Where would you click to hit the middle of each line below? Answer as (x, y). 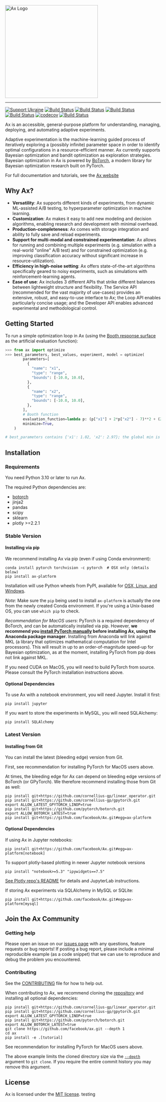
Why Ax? (19, 191)
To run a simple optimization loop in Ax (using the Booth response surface (81, 335)
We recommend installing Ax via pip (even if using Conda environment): (78, 559)
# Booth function (41, 414)
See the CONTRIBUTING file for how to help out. (54, 983)
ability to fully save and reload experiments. (57, 234)
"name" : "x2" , (46, 391)
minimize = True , (39, 424)
